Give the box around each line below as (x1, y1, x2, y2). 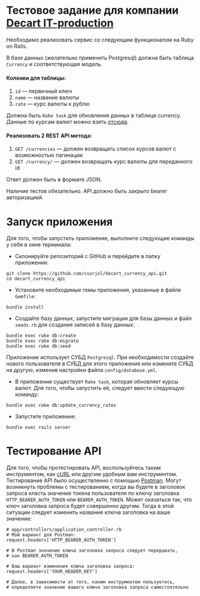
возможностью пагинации (14, 152, 83, 159)
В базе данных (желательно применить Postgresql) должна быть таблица (6, 54, 195, 61)
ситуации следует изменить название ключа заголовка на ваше (6, 509, 171, 516)
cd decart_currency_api (6, 276, 66, 282)
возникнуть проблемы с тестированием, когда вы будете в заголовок (6, 483, 186, 491)
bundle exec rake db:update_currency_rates (6, 403, 117, 409)
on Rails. (6, 43, 28, 50)
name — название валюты (14, 94, 80, 101)
